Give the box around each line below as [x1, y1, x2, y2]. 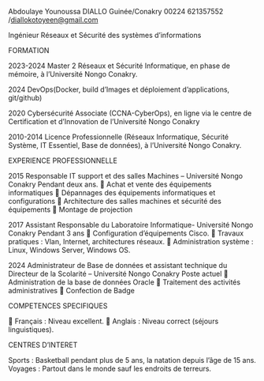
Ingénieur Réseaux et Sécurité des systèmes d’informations [8, 31, 202, 40]
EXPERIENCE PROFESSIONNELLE [8, 156, 118, 165]
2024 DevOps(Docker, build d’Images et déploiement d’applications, [8, 85, 230, 94]
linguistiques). [8, 325, 54, 334]
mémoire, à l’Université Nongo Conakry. [8, 70, 138, 78]
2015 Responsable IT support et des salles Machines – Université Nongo [8, 172, 243, 180]
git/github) [8, 93, 43, 102]
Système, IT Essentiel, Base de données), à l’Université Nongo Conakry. [8, 141, 242, 149]
